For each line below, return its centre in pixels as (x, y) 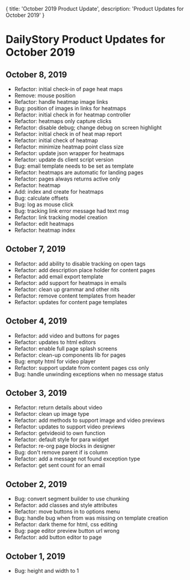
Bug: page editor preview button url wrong (67, 531)
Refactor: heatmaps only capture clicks (63, 121)
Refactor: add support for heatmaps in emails (70, 282)
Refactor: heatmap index (45, 230)
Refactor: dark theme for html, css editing (66, 524)
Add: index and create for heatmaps (59, 192)
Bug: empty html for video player (55, 361)
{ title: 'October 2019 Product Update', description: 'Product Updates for (95, 9)
